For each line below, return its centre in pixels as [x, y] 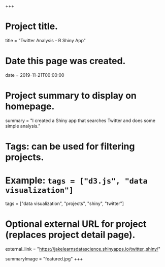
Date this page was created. [65, 61]
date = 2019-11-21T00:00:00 [35, 75]
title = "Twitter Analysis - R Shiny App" [46, 40]
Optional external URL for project [76, 224]
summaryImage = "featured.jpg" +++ [44, 259]
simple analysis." [23, 126]
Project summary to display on [71, 96]
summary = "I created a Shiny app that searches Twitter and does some [80, 121]
